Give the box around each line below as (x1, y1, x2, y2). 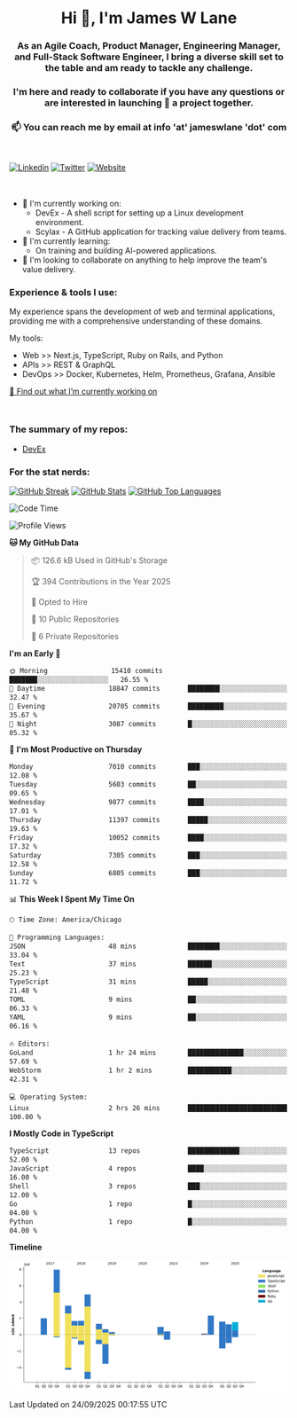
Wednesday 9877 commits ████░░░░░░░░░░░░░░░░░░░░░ (9, 797, 288, 806)
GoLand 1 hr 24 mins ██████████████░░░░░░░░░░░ (9, 1048, 288, 1057)
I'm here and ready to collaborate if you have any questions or (12, 86, 285, 98)
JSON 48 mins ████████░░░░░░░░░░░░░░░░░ (9, 942, 288, 951)
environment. (35, 216, 84, 227)
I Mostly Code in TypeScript (9, 1128, 113, 1139)
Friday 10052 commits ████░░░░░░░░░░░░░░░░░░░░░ (9, 833, 288, 842)
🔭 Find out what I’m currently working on (9, 386, 158, 397)
